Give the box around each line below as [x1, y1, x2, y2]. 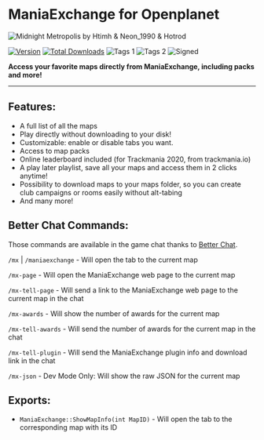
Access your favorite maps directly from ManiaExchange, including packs [8, 61, 255, 71]
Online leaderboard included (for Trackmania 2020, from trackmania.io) [19, 155, 251, 164]
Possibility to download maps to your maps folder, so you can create [19, 179, 242, 189]
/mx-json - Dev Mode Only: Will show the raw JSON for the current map [8, 371, 240, 380]
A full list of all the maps [19, 121, 98, 130]
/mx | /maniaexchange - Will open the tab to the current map [8, 255, 198, 264]
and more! [8, 70, 42, 79]
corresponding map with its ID [19, 423, 118, 432]
